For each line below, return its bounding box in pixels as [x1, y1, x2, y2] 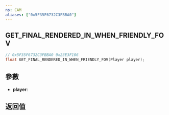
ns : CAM [5, 7, 22, 13]
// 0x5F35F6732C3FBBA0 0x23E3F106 [5, 52, 79, 57]
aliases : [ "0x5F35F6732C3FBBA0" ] [5, 12, 77, 17]
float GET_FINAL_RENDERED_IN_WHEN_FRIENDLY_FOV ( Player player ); [5, 57, 145, 63]
